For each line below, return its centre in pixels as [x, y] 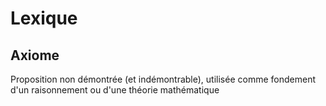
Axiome [35, 55]
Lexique [44, 18]
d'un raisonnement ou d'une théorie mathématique [115, 90]
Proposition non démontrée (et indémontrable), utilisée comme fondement [163, 79]
